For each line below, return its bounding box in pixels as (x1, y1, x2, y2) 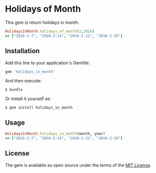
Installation (5, 47, 40, 55)
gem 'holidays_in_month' (5, 69, 55, 74)
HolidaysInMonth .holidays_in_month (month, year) (5, 131, 105, 137)
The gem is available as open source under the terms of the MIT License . (5, 162, 152, 168)
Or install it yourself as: (5, 96, 51, 102)
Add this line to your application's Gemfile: (5, 60, 90, 66)
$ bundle (5, 87, 23, 92)
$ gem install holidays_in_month (5, 105, 73, 110)
